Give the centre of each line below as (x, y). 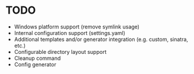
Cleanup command (37, 58)
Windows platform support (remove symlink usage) (77, 27)
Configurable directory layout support (60, 52)
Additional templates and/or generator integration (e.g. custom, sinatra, (101, 39)
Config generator (35, 64)
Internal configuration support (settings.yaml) (70, 33)
